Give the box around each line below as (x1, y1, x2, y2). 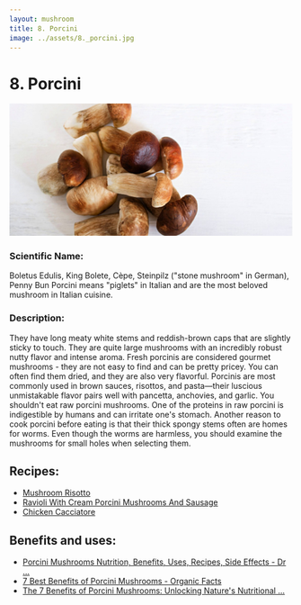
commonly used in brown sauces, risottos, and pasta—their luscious (9, 380, 262, 391)
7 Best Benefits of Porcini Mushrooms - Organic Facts (22, 576, 222, 587)
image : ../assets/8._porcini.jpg (9, 33, 135, 42)
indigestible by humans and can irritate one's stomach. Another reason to (9, 409, 281, 420)
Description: (9, 312, 65, 324)
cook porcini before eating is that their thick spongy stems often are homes (9, 419, 288, 429)
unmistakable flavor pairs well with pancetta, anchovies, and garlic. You (9, 390, 275, 401)
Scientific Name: (9, 250, 84, 262)
